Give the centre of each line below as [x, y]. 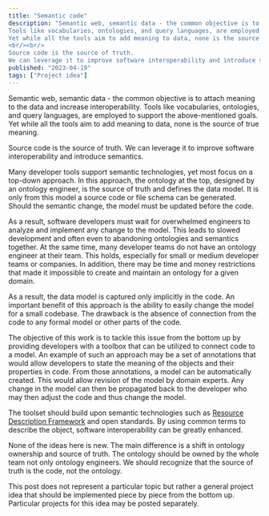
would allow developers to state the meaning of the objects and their [121, 363]
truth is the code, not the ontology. [65, 470]
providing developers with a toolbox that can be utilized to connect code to [132, 346]
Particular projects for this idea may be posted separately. [104, 503]
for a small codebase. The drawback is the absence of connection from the [132, 313]
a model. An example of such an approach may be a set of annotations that [132, 354]
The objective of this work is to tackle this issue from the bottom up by [125, 337]
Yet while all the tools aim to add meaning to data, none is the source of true [134, 123]
